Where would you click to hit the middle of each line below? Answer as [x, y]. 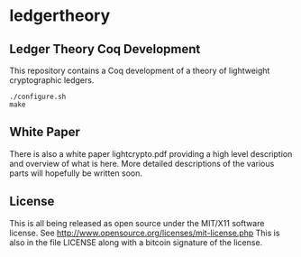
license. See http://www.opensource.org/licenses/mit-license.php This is [145, 233]
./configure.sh [38, 96]
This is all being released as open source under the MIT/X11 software [137, 223]
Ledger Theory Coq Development [105, 49]
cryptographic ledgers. [52, 80]
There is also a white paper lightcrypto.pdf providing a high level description [151, 153]
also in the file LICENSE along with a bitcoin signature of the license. [136, 242]
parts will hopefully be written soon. [76, 173]
